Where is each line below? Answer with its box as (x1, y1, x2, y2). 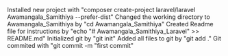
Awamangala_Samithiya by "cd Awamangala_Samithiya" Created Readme (7, 20, 214, 28)
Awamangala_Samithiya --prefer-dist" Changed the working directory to (7, 13, 210, 21)
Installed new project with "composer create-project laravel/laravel (7, 6, 196, 13)
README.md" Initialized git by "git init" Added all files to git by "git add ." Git (7, 34, 221, 43)
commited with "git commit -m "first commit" (7, 42, 134, 49)
